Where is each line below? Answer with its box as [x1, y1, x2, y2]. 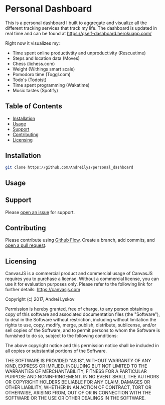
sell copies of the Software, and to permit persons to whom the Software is [5, 327, 160, 333]
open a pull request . [5, 242, 47, 248]
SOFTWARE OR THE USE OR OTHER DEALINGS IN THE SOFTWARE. [5, 395, 146, 401]
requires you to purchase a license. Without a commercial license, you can [5, 276, 159, 282]
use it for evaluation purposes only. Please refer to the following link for [5, 281, 153, 287]
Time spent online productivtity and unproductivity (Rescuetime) [12, 50, 146, 56]
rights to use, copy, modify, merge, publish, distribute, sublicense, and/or [5, 322, 156, 328]
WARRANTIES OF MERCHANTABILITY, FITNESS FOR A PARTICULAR [5, 368, 147, 374]
